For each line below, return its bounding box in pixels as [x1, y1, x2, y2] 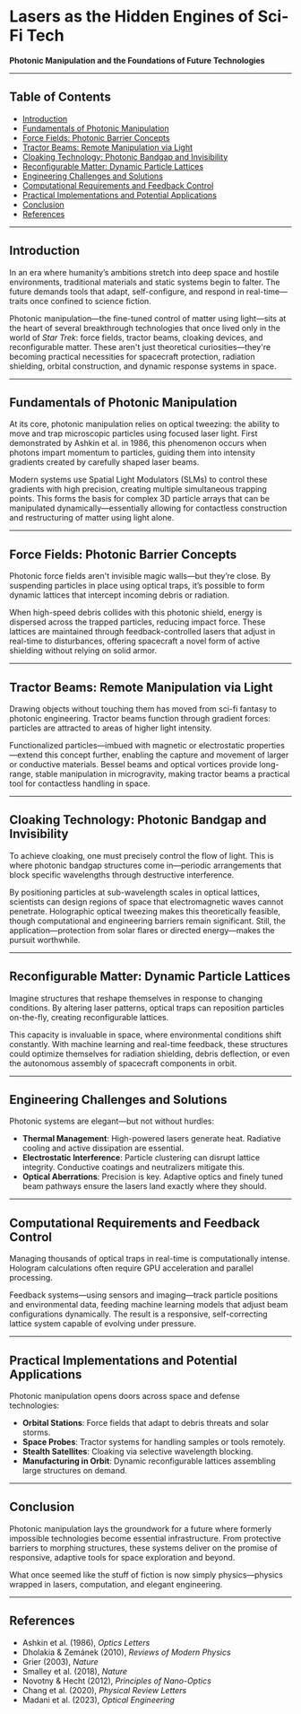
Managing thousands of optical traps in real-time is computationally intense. [9, 1254, 290, 1264]
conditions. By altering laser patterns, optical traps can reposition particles [9, 1002, 285, 1013]
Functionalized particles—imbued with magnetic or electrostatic [9, 740, 245, 750]
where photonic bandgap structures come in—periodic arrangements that [9, 860, 282, 870]
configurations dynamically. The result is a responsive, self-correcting [9, 1308, 268, 1320]
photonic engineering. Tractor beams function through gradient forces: [9, 713, 271, 723]
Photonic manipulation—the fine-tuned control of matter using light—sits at [9, 312, 287, 324]
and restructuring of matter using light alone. [9, 512, 175, 523]
